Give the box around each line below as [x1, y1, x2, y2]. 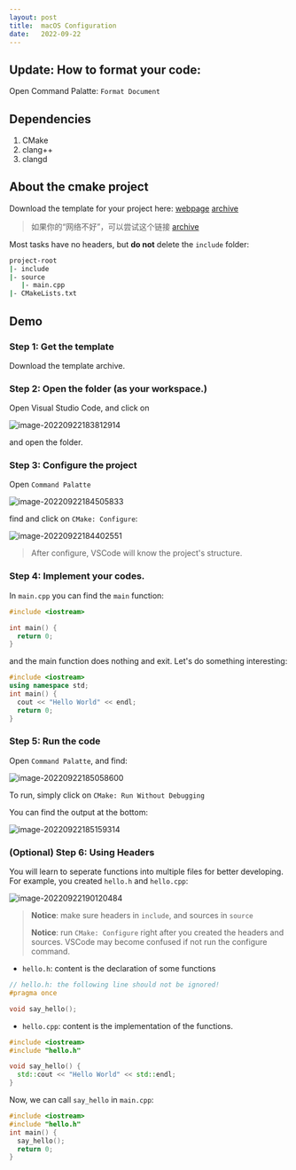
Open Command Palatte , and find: [9, 755, 129, 766]
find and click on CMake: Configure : [9, 513, 138, 524]
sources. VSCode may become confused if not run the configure [30, 937, 268, 948]
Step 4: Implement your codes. [9, 570, 145, 582]
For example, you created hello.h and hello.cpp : [9, 876, 189, 886]
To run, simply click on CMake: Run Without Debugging [9, 790, 206, 800]
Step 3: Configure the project [9, 459, 137, 472]
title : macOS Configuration [9, 21, 117, 30]
